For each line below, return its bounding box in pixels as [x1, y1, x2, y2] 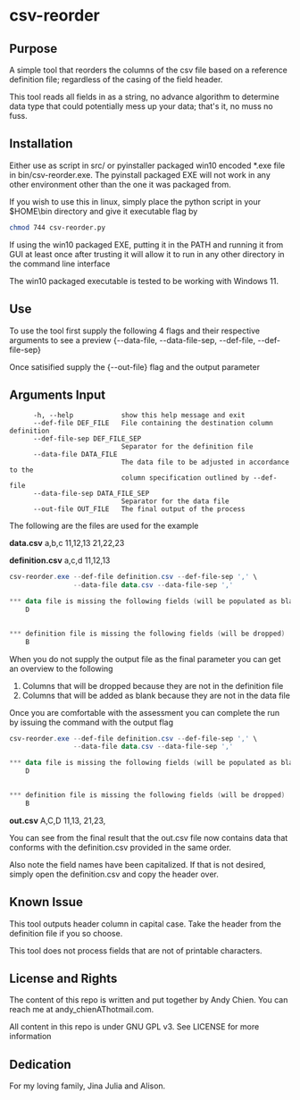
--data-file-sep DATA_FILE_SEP [32, 489, 150, 499]
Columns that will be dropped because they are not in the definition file [21, 680, 284, 691]
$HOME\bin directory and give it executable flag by [9, 206, 198, 216]
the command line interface [9, 258, 111, 269]
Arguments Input [9, 387, 106, 402]
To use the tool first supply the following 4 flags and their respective [9, 325, 261, 336]
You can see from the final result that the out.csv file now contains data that [9, 832, 288, 843]
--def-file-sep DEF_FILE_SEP [32, 434, 142, 443]
